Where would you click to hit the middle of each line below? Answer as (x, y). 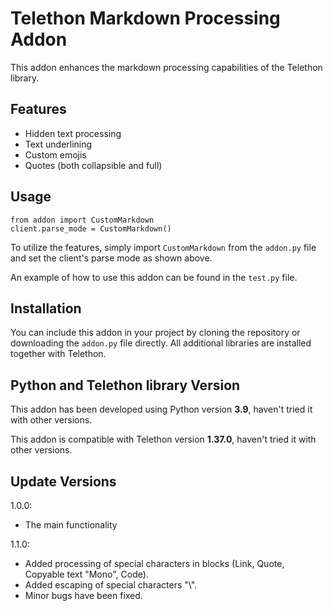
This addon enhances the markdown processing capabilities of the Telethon (166, 67)
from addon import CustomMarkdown (82, 220)
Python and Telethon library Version (125, 385)
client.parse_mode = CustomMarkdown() (91, 228)
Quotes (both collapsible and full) (93, 165)
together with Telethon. (58, 354)
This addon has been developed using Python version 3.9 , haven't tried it (161, 409)
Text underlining (58, 144)
